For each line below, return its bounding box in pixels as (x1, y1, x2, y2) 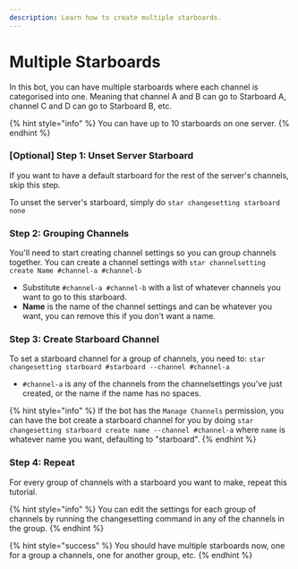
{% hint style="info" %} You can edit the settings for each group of (9, 504, 257, 514)
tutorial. (9, 486, 38, 497)
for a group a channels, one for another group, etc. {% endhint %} (9, 549, 253, 560)
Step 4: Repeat (9, 456, 75, 469)
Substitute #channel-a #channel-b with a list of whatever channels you (21, 282, 282, 293)
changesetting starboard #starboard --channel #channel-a (9, 363, 230, 372)
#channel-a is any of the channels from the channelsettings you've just (21, 378, 283, 390)
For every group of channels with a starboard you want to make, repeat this (9, 477, 288, 487)
